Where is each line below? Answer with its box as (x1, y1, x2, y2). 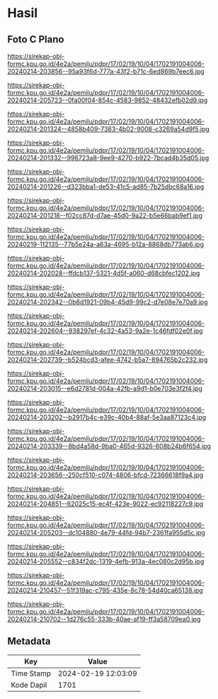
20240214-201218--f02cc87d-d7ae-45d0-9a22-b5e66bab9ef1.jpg (7, 211, 203, 219)
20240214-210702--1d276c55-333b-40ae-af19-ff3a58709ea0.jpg (7, 615, 201, 623)
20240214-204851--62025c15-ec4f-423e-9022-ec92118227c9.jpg (7, 500, 204, 508)
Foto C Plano (7, 33, 64, 45)
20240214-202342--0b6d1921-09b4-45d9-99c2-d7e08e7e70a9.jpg (7, 298, 208, 306)
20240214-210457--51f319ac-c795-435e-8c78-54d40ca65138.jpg (7, 586, 203, 594)
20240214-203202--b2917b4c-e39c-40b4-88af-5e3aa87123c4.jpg (7, 413, 207, 422)
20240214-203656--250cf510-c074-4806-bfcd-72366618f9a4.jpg (7, 470, 204, 479)
